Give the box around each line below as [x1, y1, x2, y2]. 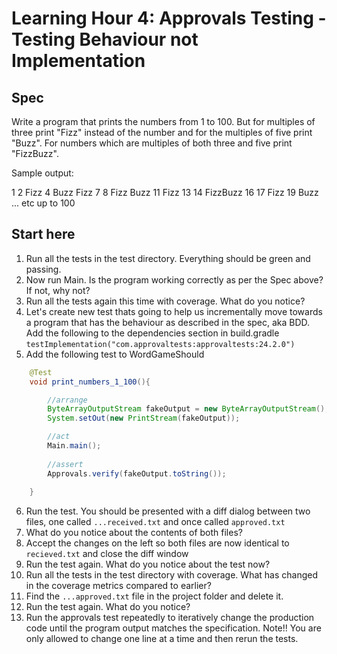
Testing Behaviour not [11, 28, 199, 51]
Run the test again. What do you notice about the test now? [25, 558, 271, 571]
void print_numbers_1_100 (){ [29, 377, 151, 387]
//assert [47, 459, 84, 469]
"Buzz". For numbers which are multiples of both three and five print [11, 137, 293, 149]
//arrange [47, 395, 88, 405]
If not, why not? [25, 284, 91, 296]
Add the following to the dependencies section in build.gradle [25, 327, 280, 339]
